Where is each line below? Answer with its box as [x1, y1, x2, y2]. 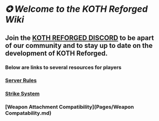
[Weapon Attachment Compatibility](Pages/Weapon [5, 104, 134, 111]
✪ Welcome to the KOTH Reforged [5, 3, 148, 15]
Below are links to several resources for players [5, 64, 122, 71]
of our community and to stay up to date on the [5, 41, 153, 50]
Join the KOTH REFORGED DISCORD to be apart [5, 34, 155, 42]
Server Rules [5, 77, 37, 84]
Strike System [5, 90, 40, 97]
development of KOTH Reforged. [5, 49, 108, 57]
